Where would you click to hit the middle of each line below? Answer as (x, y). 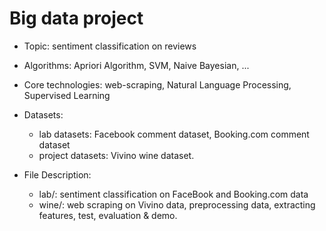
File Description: (57, 174)
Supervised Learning (67, 95)
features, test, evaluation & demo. (108, 215)
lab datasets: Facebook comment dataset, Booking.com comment (174, 134)
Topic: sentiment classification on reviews (110, 46)
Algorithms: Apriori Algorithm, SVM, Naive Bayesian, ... (136, 65)
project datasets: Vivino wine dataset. (116, 155)
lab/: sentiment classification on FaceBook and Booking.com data (173, 194)
